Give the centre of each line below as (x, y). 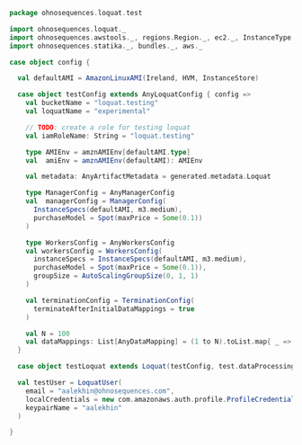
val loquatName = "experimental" (88, 111)
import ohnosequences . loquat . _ (68, 29)
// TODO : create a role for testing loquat (108, 127)
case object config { (50, 62)
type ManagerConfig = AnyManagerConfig (100, 193)
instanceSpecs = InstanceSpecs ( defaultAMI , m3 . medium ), (140, 259)
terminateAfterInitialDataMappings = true (114, 309)
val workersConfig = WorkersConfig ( (94, 251)
